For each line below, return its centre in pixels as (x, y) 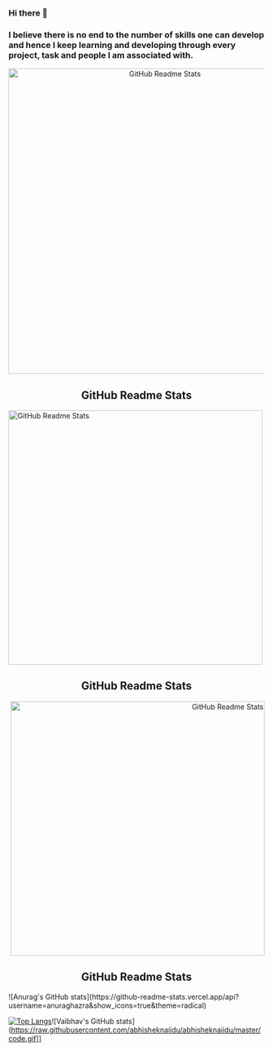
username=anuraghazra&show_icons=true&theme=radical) (108, 1005)
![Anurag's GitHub (39, 996)
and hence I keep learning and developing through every (122, 45)
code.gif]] (25, 1038)
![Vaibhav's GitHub (83, 1021)
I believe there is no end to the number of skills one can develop (136, 34)
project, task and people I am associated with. (101, 55)
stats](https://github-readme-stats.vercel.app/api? (155, 996)
